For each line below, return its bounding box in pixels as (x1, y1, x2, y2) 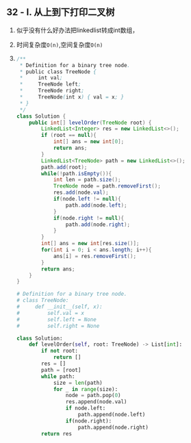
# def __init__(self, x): (16, 303, 103, 310)
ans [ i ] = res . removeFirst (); (53, 253, 137, 260)
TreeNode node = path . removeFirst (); (53, 183, 162, 190)
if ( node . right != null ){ (53, 214, 125, 221)
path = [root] (41, 366, 81, 373)
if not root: (41, 348, 79, 355)
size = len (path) (53, 379, 103, 386)
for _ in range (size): (53, 385, 118, 392)
